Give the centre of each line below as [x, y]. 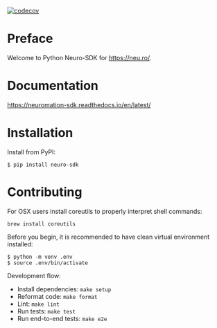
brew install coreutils [42, 224]
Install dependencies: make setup [64, 289]
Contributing [45, 192]
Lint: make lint [38, 304]
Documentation [53, 86]
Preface [30, 39]
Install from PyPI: [32, 152]
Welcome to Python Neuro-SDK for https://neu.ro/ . [79, 57]
